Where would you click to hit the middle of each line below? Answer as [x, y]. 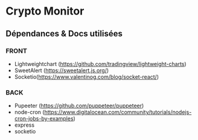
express [24, 125]
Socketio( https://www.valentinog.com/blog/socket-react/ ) [87, 76]
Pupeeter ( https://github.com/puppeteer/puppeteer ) [79, 106]
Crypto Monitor [45, 11]
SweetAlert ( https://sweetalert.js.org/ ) [62, 70]
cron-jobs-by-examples [44, 119]
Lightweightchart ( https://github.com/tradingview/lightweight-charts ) [100, 64]
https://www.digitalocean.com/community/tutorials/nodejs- [118, 112]
